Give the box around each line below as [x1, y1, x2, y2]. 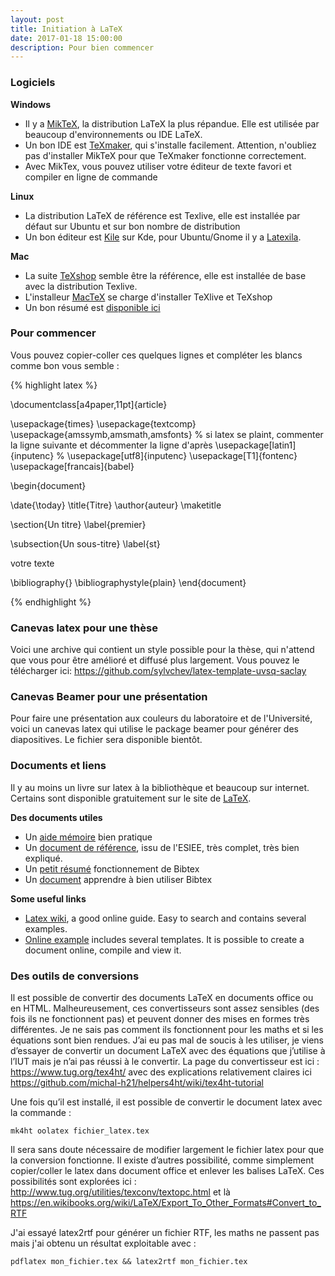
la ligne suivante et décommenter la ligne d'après [10, 439, 213, 451]
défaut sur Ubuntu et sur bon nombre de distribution [24, 220, 241, 232]
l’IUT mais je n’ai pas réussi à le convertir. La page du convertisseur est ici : [10, 1056, 320, 1068]
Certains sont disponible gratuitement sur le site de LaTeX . [10, 792, 252, 804]
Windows [10, 98, 51, 110]
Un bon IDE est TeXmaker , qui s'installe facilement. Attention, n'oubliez [24, 139, 317, 151]
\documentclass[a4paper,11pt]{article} [10, 398, 168, 410]
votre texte [10, 557, 55, 569]
